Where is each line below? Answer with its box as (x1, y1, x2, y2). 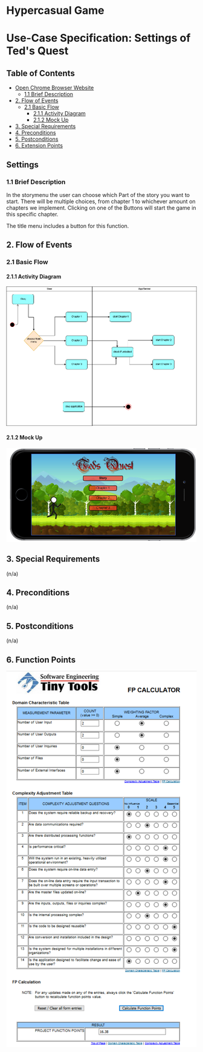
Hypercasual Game (6, 4, 105, 18)
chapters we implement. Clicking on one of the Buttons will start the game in (6, 204, 196, 211)
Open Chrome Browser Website (14, 84, 94, 91)
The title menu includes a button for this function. (6, 222, 129, 230)
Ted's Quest (6, 44, 69, 58)
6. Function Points (6, 654, 76, 665)
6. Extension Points (14, 142, 63, 149)
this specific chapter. (6, 210, 59, 218)
